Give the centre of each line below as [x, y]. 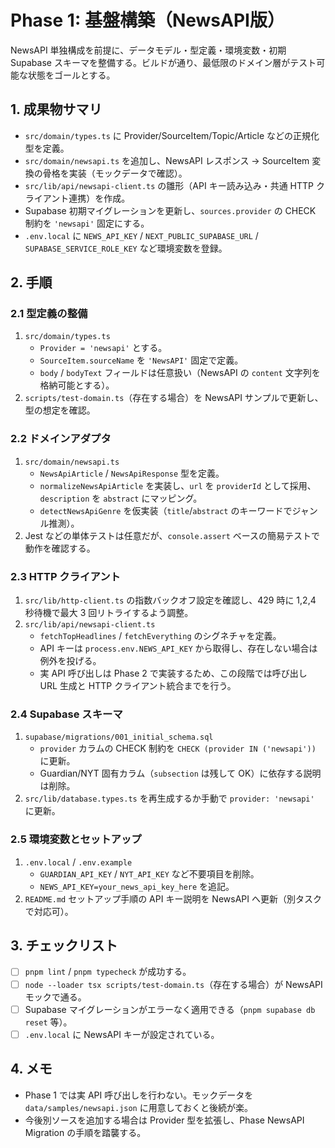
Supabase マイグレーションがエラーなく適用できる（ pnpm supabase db [170, 1009]
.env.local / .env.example [78, 862]
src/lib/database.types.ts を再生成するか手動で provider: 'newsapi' [169, 798]
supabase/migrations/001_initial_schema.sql [119, 737]
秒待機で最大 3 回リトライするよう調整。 [109, 613]
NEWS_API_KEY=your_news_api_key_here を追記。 [137, 886]
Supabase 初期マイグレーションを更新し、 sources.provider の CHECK [170, 210]
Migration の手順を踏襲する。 [85, 1132]
